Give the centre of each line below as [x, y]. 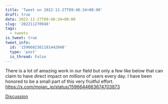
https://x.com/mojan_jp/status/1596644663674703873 [63, 87]
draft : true [18, 15]
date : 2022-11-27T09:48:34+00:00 [40, 19]
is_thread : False [28, 57]
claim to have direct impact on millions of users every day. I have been [78, 76]
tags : [11, 29]
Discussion [17, 96]
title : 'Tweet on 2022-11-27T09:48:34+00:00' [54, 10]
